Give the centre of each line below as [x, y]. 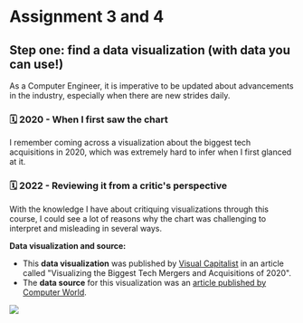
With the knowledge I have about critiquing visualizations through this [139, 209]
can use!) [37, 64]
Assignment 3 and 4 [87, 17]
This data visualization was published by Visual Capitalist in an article [153, 263]
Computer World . [55, 292]
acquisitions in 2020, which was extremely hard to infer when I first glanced [151, 152]
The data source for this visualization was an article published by [144, 282]
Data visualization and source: [68, 245]
